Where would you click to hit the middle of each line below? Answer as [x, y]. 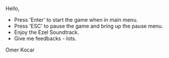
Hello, [13, 8]
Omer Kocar [20, 50]
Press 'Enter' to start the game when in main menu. [76, 20]
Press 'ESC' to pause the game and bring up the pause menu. [89, 26]
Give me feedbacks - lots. [45, 38]
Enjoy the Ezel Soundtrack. [47, 32]
